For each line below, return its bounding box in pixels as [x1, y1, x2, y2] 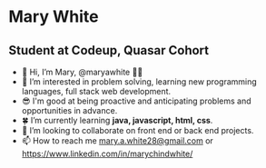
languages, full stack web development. [21, 86, 172, 96]
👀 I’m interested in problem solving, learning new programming [21, 76, 258, 87]
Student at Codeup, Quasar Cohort [8, 43, 210, 58]
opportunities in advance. [21, 105, 118, 115]
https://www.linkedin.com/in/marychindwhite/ [21, 148, 193, 159]
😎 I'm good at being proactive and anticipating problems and [21, 95, 251, 106]
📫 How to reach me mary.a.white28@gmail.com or [21, 135, 214, 146]
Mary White [8, 6, 99, 27]
